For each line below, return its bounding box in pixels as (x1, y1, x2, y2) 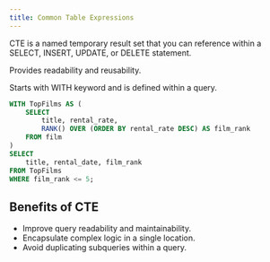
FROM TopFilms (9, 166, 63, 175)
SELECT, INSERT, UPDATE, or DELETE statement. (9, 47, 192, 58)
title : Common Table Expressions (9, 13, 135, 22)
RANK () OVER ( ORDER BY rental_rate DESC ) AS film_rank (41, 125, 251, 134)
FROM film (25, 133, 63, 142)
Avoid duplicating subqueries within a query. (22, 242, 187, 253)
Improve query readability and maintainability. (22, 223, 191, 234)
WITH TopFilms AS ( (9, 100, 83, 109)
